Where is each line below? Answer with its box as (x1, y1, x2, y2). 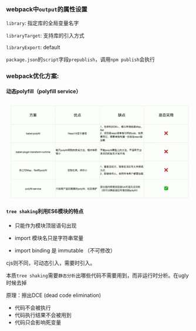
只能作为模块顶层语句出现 (14, 222, 77, 229)
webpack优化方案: (6, 72, 59, 80)
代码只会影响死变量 (14, 319, 62, 326)
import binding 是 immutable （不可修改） (14, 246, 116, 254)
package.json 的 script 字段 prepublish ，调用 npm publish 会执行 (6, 56, 156, 63)
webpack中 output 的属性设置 (6, 5, 88, 13)
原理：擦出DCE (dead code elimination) (6, 292, 102, 299)
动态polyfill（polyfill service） (6, 87, 82, 94)
